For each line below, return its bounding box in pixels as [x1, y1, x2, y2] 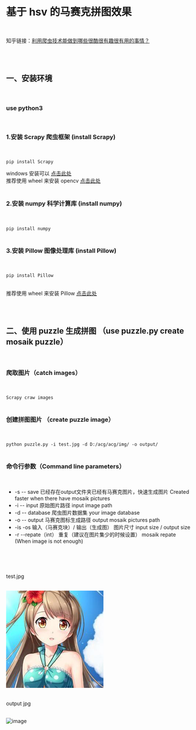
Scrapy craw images [6, 395, 54, 401]
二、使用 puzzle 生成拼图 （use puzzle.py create [6, 326, 184, 336]
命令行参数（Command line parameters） [6, 463, 126, 471]
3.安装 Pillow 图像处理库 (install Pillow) [6, 246, 117, 254]
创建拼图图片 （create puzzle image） [6, 415, 115, 423]
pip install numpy [6, 226, 51, 232]
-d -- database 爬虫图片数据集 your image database [14, 509, 140, 516]
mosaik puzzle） [6, 337, 68, 347]
